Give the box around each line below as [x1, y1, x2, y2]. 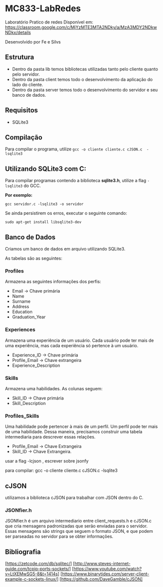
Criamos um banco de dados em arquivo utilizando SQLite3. [5, 246, 126, 252]
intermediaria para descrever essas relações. [5, 434, 96, 440]
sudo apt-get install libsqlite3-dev [5, 220, 82, 225]
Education [12, 309, 33, 315]
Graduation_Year [12, 314, 46, 320]
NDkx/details [5, 29, 31, 35]
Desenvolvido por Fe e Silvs [5, 39, 61, 44]
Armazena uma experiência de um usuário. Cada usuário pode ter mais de [5, 337, 154, 343]
